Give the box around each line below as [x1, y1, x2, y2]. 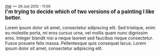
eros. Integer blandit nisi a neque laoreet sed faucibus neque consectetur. [5, 35, 154, 41]
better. [5, 15, 22, 21]
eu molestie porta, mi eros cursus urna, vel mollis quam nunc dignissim [5, 30, 148, 36]
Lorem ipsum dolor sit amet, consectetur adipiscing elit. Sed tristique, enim [5, 25, 156, 30]
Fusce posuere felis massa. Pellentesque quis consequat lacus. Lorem [5, 40, 146, 46]
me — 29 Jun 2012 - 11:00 [5, 3, 51, 9]
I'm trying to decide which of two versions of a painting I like [5, 8, 155, 15]
